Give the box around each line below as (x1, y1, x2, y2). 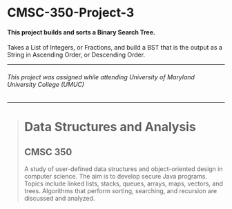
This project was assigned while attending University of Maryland (7, 72, 195, 81)
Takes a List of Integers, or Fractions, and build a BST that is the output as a (7, 43, 223, 52)
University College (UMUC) (7, 80, 85, 88)
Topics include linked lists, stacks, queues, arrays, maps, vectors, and (23, 179, 223, 188)
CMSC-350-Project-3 (7, 5, 135, 21)
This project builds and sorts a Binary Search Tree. (7, 28, 155, 36)
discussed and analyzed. (23, 194, 95, 202)
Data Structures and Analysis (23, 119, 197, 135)
